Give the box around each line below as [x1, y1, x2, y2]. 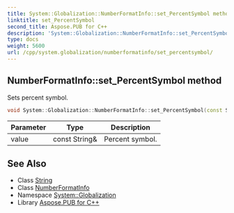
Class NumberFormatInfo [17, 184, 90, 192]
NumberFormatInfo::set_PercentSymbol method [7, 74, 222, 87]
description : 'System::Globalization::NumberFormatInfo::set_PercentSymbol [7, 29, 232, 37]
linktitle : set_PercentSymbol [7, 17, 95, 24]
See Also [7, 157, 47, 169]
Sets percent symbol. [7, 93, 68, 102]
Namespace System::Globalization [17, 191, 116, 199]
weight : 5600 [7, 42, 45, 49]
